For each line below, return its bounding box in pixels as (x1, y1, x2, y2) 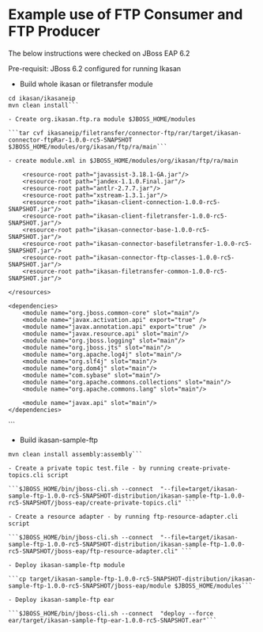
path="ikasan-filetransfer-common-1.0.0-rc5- (75, 267, 227, 275)
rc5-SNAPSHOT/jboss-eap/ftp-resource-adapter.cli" (8, 547, 178, 555)
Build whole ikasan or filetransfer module (19, 79, 153, 89)
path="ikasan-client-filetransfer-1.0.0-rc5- (75, 212, 227, 220)
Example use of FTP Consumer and (8, 6, 243, 24)
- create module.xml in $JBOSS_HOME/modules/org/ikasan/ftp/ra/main (8, 157, 239, 165)
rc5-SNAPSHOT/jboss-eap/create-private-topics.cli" (8, 498, 182, 507)
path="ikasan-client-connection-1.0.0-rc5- (75, 198, 221, 206)
